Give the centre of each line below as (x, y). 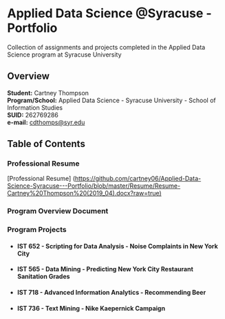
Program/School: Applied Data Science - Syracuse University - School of (111, 100)
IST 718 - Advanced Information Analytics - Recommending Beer (111, 293)
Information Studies (35, 107)
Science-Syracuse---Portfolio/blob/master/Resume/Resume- (94, 186)
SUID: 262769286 (33, 115)
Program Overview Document (58, 211)
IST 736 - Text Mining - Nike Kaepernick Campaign (91, 308)
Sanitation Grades (43, 277)
